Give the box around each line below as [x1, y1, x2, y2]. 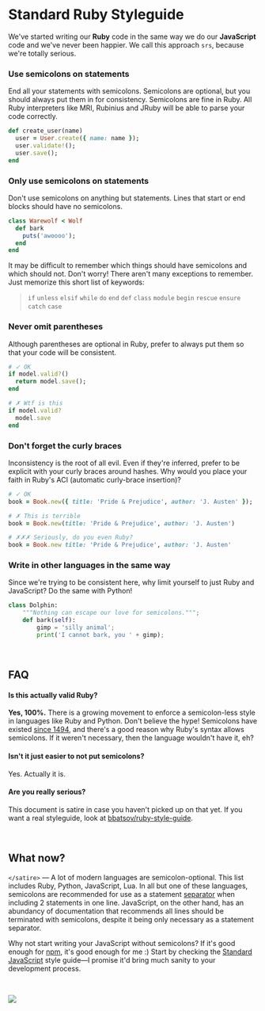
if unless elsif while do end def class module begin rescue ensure [27, 295, 241, 303]
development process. [8, 963, 81, 973]
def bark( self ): [22, 616, 77, 624]
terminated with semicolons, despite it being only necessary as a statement [8, 914, 255, 924]
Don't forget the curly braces [8, 440, 123, 451]
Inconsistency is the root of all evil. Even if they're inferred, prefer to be [8, 458, 240, 467]
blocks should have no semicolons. [8, 201, 123, 211]
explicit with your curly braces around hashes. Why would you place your [8, 466, 248, 476]
